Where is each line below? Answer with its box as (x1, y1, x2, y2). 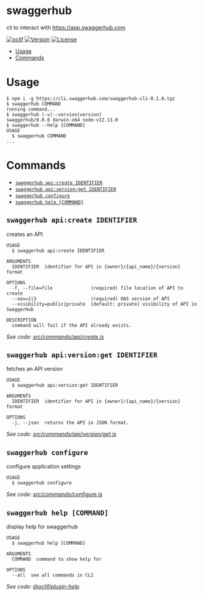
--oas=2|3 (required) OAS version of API (12, 295, 170, 302)
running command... (6, 106, 56, 112)
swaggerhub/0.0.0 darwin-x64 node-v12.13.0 (6, 117, 119, 123)
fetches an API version (6, 365, 63, 373)
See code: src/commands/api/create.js (6, 333, 105, 340)
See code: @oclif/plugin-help (6, 583, 80, 591)
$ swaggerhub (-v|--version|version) (6, 111, 102, 118)
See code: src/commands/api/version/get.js (6, 431, 117, 438)
